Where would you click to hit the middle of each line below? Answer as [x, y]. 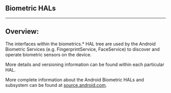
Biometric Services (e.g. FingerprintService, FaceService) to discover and [82, 49]
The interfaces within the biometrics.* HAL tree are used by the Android [81, 44]
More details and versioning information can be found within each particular [85, 64]
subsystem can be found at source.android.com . [56, 85]
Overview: [22, 32]
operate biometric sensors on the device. [48, 54]
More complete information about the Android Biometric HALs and [75, 80]
